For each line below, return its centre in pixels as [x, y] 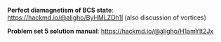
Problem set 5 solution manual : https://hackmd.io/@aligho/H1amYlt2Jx [110, 31]
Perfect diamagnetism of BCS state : [61, 10]
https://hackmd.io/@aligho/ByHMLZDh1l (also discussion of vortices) [107, 17]
